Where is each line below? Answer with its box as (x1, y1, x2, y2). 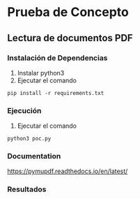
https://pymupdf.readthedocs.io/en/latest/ (7, 167, 128, 175)
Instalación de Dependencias (7, 53, 108, 63)
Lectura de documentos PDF (7, 32, 134, 44)
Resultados (7, 184, 47, 194)
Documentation (7, 152, 61, 161)
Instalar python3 (17, 68, 65, 77)
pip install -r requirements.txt (7, 89, 104, 96)
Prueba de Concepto (7, 4, 129, 20)
